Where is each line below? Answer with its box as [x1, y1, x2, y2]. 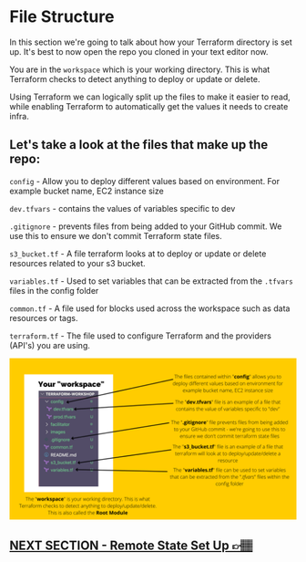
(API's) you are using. [9, 339, 91, 350]
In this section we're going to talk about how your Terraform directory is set [9, 36, 293, 47]
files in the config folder [9, 285, 99, 296]
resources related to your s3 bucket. [9, 257, 146, 268]
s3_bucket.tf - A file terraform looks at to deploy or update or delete [9, 248, 267, 259]
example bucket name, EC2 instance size [9, 185, 164, 196]
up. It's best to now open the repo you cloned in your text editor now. [9, 46, 269, 57]
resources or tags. [9, 312, 78, 323]
